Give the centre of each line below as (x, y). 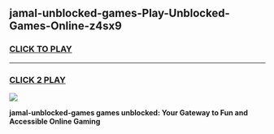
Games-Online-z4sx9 (66, 26)
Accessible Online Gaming (55, 121)
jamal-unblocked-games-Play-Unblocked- (120, 13)
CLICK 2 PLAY (37, 80)
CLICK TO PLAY (41, 50)
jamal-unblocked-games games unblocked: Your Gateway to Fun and (129, 112)
